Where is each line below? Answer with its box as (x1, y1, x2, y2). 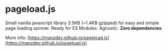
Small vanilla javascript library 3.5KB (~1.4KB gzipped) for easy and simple (5, 20, 159, 26)
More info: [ (5, 35, 30, 41)
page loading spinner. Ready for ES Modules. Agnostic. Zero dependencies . (5, 25, 163, 31)
